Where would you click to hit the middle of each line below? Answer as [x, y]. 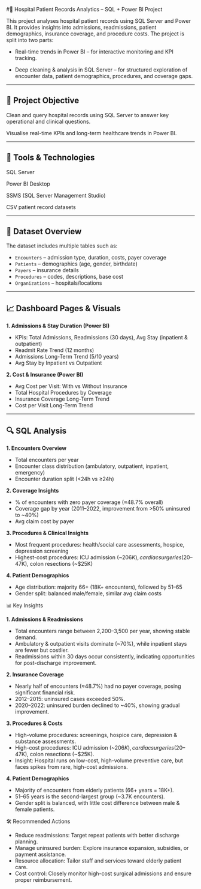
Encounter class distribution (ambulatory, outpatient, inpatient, [92, 466]
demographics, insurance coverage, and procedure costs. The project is [95, 34]
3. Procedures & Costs [34, 723]
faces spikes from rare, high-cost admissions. [71, 767]
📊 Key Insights [25, 605]
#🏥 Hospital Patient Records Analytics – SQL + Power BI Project [84, 9]
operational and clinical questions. [48, 121]
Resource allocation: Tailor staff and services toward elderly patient [98, 861]
